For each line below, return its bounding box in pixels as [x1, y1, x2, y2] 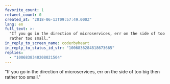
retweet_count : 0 [5, 12, 42, 17]
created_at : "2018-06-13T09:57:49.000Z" [5, 17, 92, 22]
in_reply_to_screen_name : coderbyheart [5, 41, 90, 46]
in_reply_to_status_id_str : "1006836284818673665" [5, 45, 115, 50]
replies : [5, 50, 23, 55]
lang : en [5, 21, 23, 27]
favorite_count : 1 [5, 7, 44, 13]
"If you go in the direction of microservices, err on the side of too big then [5, 69, 160, 75]
